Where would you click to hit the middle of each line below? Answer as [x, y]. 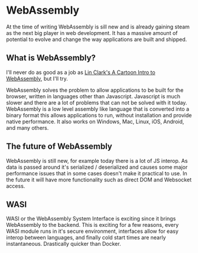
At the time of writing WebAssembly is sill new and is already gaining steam [98, 27]
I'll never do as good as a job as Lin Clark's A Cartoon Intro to [81, 72]
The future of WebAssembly [59, 147]
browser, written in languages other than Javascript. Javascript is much [93, 96]
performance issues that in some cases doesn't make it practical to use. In [97, 173]
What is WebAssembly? [51, 58]
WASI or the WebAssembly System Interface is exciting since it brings [91, 219]
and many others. [27, 127]
